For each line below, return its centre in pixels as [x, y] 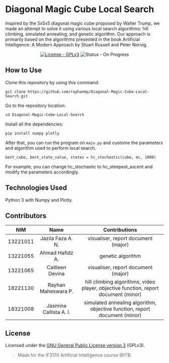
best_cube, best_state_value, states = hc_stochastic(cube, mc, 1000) [81, 157]
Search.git [17, 96]
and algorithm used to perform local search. [51, 148]
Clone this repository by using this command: [52, 82]
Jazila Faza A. [56, 238]
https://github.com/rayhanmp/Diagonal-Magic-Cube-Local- [89, 92]
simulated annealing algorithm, [120, 302]
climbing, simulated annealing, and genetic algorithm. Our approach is [78, 34]
